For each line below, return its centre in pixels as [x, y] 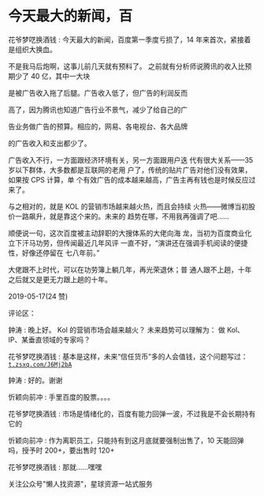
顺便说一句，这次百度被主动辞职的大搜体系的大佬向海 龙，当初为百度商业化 [130, 233]
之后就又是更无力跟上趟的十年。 [60, 279]
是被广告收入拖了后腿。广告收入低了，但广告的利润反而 [98, 92]
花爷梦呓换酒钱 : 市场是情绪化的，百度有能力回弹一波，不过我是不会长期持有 [132, 413]
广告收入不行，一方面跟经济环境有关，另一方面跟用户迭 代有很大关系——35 [131, 160]
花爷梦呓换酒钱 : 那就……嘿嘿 [55, 467]
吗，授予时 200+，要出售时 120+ [61, 450]
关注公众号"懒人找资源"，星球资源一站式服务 [81, 483]
